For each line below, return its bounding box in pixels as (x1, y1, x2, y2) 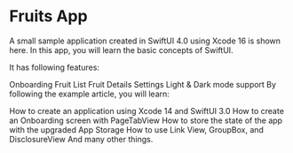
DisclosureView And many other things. (9, 134, 154, 144)
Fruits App (9, 6, 88, 27)
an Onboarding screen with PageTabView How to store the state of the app (9, 115, 282, 126)
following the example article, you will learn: (9, 88, 170, 99)
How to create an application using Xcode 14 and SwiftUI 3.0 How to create (9, 105, 284, 116)
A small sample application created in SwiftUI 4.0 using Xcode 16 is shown (9, 35, 281, 46)
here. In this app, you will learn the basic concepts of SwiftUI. (9, 44, 234, 55)
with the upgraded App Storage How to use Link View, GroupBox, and (9, 124, 265, 134)
